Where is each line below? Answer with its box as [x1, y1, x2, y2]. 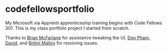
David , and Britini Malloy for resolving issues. [5, 40, 99, 46]
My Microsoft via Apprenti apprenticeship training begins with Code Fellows [5, 20, 162, 26]
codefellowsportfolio [5, 3, 95, 15]
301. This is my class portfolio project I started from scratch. [5, 25, 130, 31]
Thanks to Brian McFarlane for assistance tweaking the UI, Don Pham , [5, 35, 150, 41]
